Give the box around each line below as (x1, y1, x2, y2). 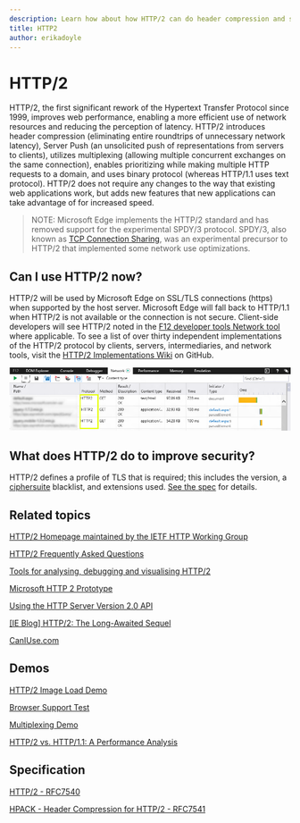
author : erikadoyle (9, 33, 82, 42)
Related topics (9, 508, 91, 523)
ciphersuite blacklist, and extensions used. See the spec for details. (9, 482, 258, 492)
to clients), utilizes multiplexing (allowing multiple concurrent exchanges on (9, 150, 287, 161)
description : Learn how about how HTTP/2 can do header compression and (9, 14, 286, 23)
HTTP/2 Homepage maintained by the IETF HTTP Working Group (9, 532, 248, 542)
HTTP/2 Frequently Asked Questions (9, 549, 145, 559)
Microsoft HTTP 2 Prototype (9, 584, 113, 594)
